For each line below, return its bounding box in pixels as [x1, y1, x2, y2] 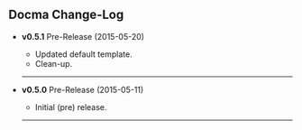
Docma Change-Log [8, 7, 124, 23]
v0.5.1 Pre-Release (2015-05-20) [21, 31, 145, 42]
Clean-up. [34, 58, 73, 69]
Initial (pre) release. [34, 101, 107, 112]
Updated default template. [34, 49, 133, 60]
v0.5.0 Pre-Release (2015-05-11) [21, 84, 144, 95]
